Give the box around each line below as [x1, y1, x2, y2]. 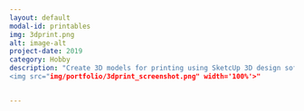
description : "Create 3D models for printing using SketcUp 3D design [9, 64, 281, 73]
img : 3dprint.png [9, 30, 75, 39]
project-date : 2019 [9, 47, 83, 56]
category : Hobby [9, 55, 71, 64]
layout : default [9, 13, 71, 23]
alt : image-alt [9, 38, 67, 48]
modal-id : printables [9, 22, 91, 31]
